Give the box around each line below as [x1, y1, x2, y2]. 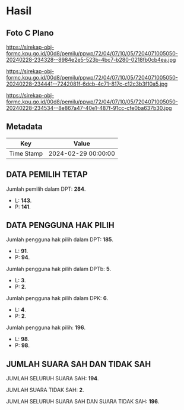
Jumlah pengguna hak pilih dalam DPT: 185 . [6, 236, 114, 243]
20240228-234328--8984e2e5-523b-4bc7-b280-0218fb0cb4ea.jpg [6, 56, 176, 63]
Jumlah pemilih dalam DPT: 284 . [6, 185, 86, 193]
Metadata [6, 122, 43, 132]
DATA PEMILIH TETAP [6, 169, 88, 179]
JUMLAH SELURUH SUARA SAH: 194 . [6, 375, 99, 382]
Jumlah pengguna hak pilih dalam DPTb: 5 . [6, 266, 112, 273]
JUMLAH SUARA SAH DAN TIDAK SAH [6, 359, 151, 369]
